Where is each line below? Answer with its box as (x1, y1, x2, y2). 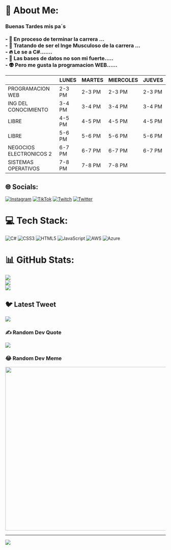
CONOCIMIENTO (8, 106, 48, 113)
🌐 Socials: (5, 182, 39, 191)
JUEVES (143, 77, 163, 84)
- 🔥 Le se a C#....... (5, 49, 52, 56)
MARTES (81, 77, 104, 84)
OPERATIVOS (8, 165, 40, 172)
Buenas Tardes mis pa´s (5, 23, 66, 30)
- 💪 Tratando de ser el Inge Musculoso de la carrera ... (5, 42, 141, 49)
